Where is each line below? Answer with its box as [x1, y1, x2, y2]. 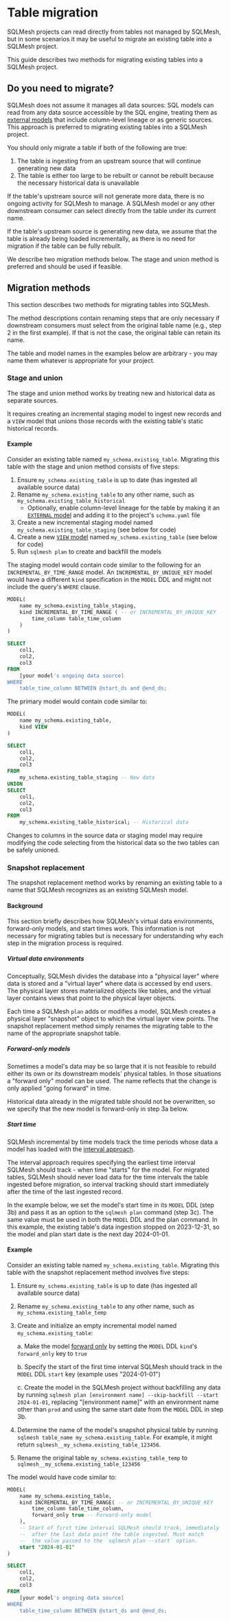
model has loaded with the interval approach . [7, 1145, 135, 1153]
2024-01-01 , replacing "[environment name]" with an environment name [16, 1398, 220, 1406]
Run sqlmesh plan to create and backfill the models [16, 547, 161, 556]
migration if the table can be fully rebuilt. [7, 242, 122, 250]
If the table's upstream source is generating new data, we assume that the [7, 227, 218, 235]
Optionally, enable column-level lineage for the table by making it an [27, 503, 220, 512]
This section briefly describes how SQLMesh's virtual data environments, [7, 917, 214, 925]
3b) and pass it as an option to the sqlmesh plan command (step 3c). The [7, 1208, 214, 1216]
